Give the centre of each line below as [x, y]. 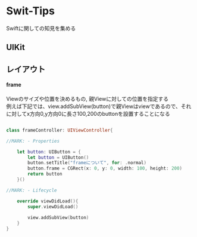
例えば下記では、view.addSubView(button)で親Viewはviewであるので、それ [99, 106]
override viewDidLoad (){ [48, 201]
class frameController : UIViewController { [60, 130]
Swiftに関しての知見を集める [41, 28]
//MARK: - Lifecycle [32, 190]
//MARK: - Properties [33, 141]
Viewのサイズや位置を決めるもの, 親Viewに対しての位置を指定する [87, 99]
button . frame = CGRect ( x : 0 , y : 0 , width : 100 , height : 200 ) [105, 168]
